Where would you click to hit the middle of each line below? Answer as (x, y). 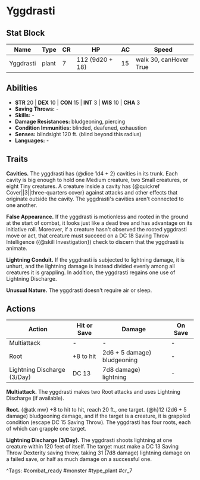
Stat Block (26, 33)
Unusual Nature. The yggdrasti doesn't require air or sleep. (79, 290)
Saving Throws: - (37, 109)
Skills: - (24, 115)
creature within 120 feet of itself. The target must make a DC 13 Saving (93, 447)
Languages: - (32, 140)
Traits (17, 159)
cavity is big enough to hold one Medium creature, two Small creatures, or (97, 180)
